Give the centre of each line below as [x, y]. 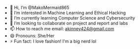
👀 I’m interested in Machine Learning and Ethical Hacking [68, 13]
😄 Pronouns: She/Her [32, 36]
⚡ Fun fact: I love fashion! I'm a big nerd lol [53, 41]
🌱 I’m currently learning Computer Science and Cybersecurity [72, 18]
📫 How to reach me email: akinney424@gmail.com [62, 29]
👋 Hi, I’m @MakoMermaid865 [39, 8]
